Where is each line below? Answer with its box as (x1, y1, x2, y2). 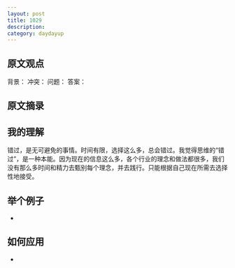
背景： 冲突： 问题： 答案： (7, 78, 86, 86)
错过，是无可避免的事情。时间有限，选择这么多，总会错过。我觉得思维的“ (7, 146, 219, 154)
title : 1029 (7, 17, 42, 24)
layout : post (7, 10, 45, 18)
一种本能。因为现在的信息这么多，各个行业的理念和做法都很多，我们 (28, 155, 225, 163)
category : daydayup (7, 29, 64, 37)
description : (7, 23, 45, 30)
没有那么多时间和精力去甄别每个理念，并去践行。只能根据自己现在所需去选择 (7, 163, 228, 172)
